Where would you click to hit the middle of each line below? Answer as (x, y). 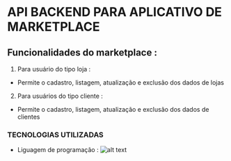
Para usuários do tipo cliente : (60, 96)
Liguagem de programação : (58, 150)
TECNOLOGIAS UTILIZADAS (56, 135)
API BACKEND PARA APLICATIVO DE (115, 12)
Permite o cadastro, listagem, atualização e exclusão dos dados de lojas (121, 83)
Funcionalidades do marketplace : (82, 52)
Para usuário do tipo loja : (54, 69)
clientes (29, 117)
